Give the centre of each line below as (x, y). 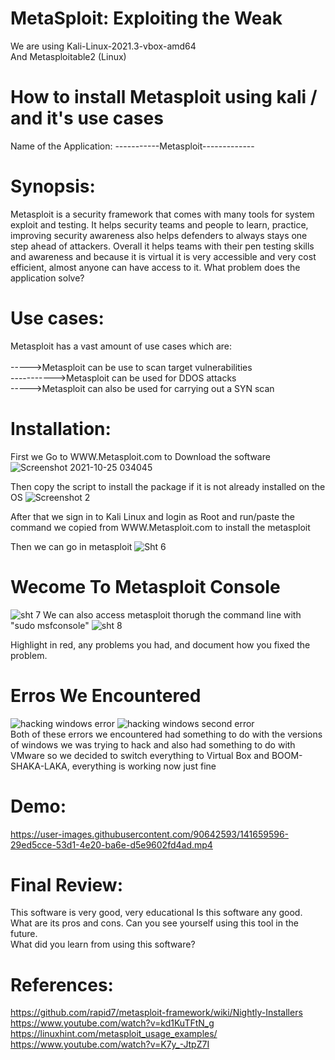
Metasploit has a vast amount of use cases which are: (121, 346)
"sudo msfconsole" (50, 625)
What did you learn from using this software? (103, 944)
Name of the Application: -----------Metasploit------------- (132, 146)
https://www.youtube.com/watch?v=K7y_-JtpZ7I (110, 1044)
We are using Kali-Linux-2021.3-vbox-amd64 (103, 46)
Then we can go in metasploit (71, 546)
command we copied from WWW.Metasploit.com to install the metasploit (160, 527)
